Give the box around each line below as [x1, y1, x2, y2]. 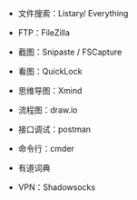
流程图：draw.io [17, 105, 78, 115]
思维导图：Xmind [17, 85, 83, 95]
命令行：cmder [17, 144, 75, 154]
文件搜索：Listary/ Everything [17, 8, 129, 18]
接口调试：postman [17, 124, 92, 135]
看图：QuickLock [17, 66, 83, 76]
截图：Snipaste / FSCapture [17, 46, 122, 57]
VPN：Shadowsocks [17, 182, 96, 193]
